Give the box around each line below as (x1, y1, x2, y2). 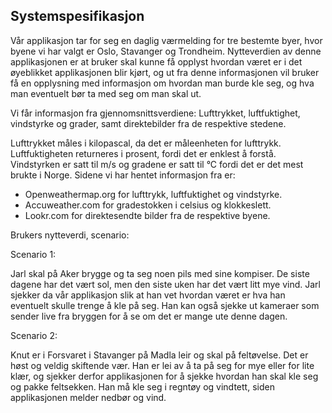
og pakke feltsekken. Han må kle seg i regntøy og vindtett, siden (10, 380, 275, 393)
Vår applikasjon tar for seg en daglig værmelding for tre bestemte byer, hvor (10, 34, 323, 46)
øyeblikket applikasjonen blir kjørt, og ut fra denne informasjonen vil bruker (10, 66, 320, 78)
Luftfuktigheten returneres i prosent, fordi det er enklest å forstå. (10, 147, 277, 159)
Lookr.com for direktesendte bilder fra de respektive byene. (24, 209, 271, 221)
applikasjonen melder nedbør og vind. (10, 391, 167, 403)
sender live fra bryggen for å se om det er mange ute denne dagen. (10, 310, 288, 322)
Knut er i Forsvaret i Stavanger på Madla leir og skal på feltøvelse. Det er (10, 349, 309, 361)
